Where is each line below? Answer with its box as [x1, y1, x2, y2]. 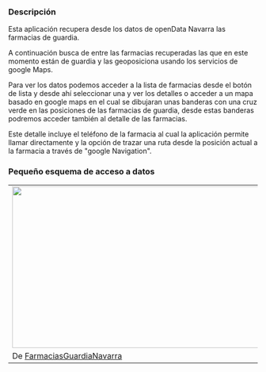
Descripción [8, 6, 57, 17]
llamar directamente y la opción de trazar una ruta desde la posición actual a [8, 138, 258, 148]
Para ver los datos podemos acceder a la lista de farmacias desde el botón [8, 80, 252, 90]
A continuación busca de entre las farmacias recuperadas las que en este [8, 48, 249, 58]
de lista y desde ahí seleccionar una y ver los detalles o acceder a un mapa [8, 89, 253, 98]
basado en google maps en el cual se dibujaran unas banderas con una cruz [8, 98, 257, 107]
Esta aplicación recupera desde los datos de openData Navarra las [8, 25, 226, 34]
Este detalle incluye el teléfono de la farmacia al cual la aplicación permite [8, 129, 249, 139]
